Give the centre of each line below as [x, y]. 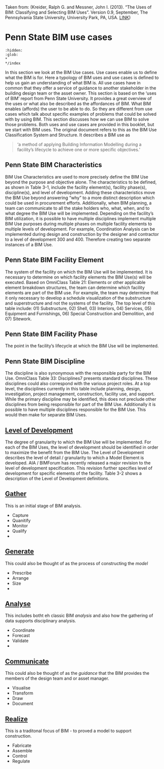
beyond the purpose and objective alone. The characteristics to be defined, [81, 182]
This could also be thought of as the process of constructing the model [76, 563]
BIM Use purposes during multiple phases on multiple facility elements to [79, 224]
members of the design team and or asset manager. [57, 678]
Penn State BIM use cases [59, 38]
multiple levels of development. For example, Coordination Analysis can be [80, 229]
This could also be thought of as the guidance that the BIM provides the [77, 673]
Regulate [21, 761]
